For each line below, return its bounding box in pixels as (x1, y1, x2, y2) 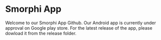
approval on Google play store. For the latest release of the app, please (5, 25, 152, 31)
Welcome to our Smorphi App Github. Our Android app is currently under (5, 20, 156, 26)
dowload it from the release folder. (5, 30, 77, 36)
